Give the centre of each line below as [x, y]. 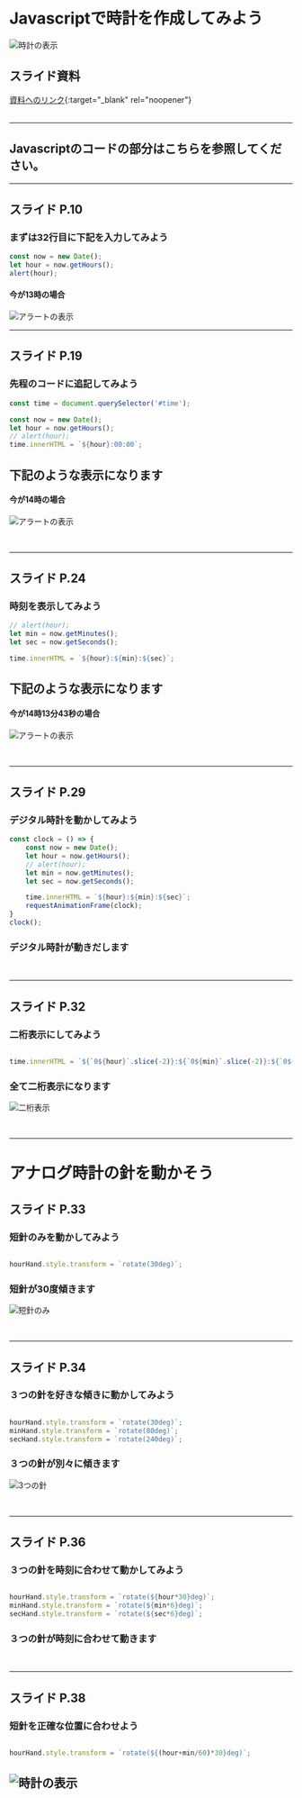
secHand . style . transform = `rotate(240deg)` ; [96, 1439]
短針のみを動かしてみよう [64, 1237]
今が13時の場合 [37, 295]
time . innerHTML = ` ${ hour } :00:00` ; [76, 445]
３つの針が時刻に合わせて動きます [83, 1639]
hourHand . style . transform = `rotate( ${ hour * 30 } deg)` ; [112, 1597]
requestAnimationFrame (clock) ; [84, 906]
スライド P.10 [46, 209]
